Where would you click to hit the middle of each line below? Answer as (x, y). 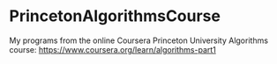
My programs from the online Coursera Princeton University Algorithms (139, 40)
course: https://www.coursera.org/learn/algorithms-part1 (112, 49)
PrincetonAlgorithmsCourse (115, 16)
